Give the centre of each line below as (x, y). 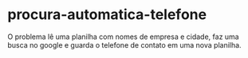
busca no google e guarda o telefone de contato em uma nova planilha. (124, 44)
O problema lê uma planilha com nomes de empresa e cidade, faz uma (124, 37)
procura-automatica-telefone (107, 15)
